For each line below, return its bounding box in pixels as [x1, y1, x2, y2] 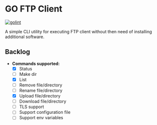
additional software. [5, 34, 45, 40]
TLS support [19, 104, 44, 110]
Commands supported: [12, 60, 60, 66]
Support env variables [19, 115, 64, 121]
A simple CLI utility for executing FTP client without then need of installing [5, 28, 152, 34]
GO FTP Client [5, 3, 63, 14]
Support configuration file [19, 110, 71, 115]
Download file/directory [19, 98, 67, 104]
